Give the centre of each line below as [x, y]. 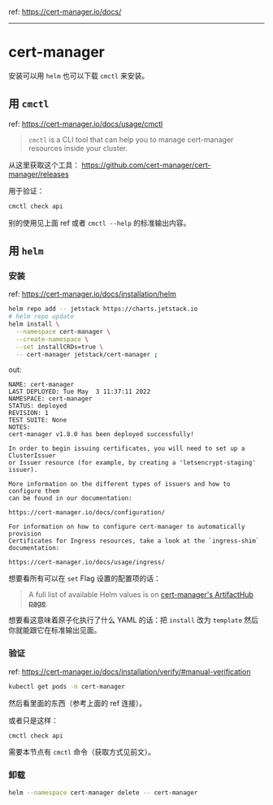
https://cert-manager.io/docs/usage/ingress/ [87, 563]
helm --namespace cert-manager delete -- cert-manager [103, 792]
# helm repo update [41, 317]
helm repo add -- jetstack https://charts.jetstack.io [103, 309]
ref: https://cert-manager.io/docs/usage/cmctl [86, 123]
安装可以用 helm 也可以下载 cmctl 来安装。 [79, 76]
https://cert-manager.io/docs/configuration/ [87, 513]
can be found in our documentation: [70, 499]
